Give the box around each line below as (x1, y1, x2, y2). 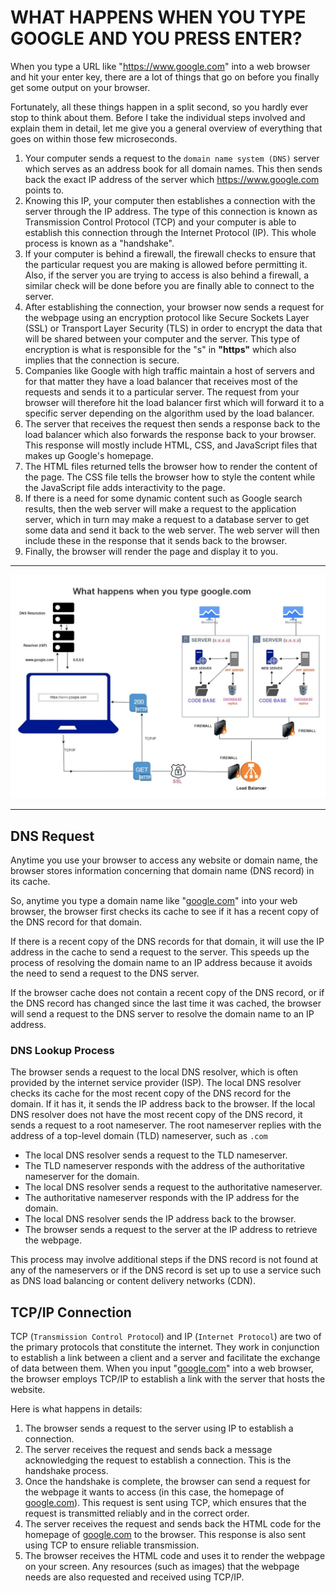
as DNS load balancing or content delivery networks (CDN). (10, 1275, 256, 1287)
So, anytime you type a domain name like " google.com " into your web (10, 895, 298, 907)
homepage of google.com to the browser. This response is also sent (24, 1529, 307, 1541)
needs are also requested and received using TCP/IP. (24, 1571, 245, 1583)
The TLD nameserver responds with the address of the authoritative (24, 1160, 305, 1172)
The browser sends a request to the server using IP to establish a (24, 1422, 294, 1435)
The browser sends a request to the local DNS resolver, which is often (10, 1066, 299, 1078)
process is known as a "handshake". (24, 237, 175, 249)
